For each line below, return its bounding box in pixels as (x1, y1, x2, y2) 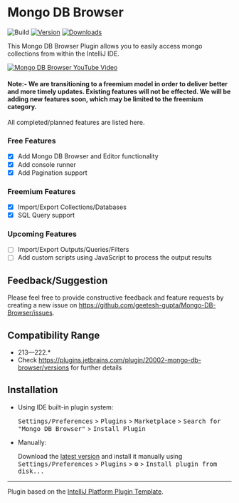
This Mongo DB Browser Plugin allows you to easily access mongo (7, 41, 203, 50)
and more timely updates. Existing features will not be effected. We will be (7, 87, 231, 96)
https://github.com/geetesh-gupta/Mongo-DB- (78, 301, 216, 310)
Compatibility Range (7, 329, 100, 341)
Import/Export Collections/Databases (17, 203, 127, 211)
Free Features (7, 136, 56, 146)
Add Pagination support (17, 168, 87, 177)
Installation (7, 384, 58, 396)
